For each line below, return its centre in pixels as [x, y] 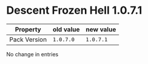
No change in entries [32, 54]
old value [66, 29]
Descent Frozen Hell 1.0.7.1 [74, 10]
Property [28, 29]
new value [101, 29]
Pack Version [28, 39]
